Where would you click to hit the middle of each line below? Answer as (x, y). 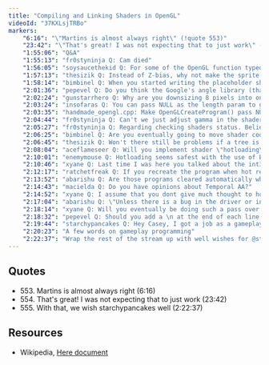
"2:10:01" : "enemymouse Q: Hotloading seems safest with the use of (139, 157)
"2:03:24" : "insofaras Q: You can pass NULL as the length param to (139, 105)
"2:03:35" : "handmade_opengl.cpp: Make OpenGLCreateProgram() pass (137, 113)
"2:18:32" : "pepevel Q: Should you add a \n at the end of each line (141, 217)
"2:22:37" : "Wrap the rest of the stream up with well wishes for (136, 239)
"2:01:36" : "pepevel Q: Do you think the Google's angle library (134, 90)
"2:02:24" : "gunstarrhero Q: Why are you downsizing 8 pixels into (137, 98)
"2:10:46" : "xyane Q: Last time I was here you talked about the (134, 165)
